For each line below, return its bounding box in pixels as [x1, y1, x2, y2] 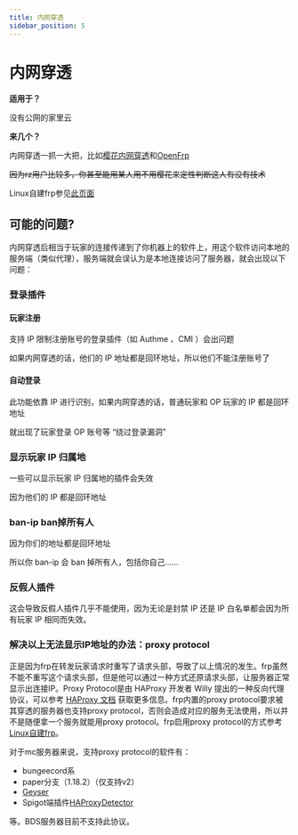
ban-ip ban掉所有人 [9, 515, 95, 528]
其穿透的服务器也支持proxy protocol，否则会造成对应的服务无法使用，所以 [9, 705, 281, 716]
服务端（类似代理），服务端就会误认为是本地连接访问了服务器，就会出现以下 [9, 253, 286, 263]
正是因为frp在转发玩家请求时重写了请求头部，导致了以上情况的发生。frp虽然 [9, 661, 288, 671]
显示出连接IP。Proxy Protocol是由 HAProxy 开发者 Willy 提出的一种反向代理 [9, 683, 285, 693]
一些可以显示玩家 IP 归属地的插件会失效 [9, 473, 154, 483]
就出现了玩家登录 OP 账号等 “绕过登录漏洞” [9, 426, 166, 437]
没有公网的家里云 [9, 112, 72, 123]
